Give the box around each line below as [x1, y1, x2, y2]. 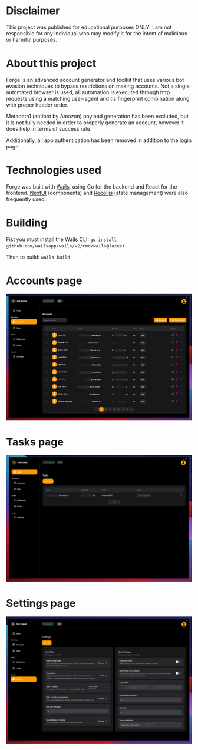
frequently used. [6, 196, 46, 203]
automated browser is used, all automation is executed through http [6, 88, 170, 95]
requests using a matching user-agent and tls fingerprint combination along [6, 95, 190, 102]
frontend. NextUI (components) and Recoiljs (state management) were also [6, 189, 189, 196]
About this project [6, 57, 97, 70]
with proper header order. [6, 101, 69, 108]
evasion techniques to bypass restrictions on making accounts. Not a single [6, 82, 190, 90]
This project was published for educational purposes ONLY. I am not [6, 24, 172, 31]
